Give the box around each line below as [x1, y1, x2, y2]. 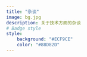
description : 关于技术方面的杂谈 [6, 20, 82, 26]
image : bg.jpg [6, 14, 42, 20]
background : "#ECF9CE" [17, 36, 73, 42]
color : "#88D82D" [17, 42, 60, 48]
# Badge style [6, 25, 42, 31]
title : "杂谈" [6, 8, 40, 15]
